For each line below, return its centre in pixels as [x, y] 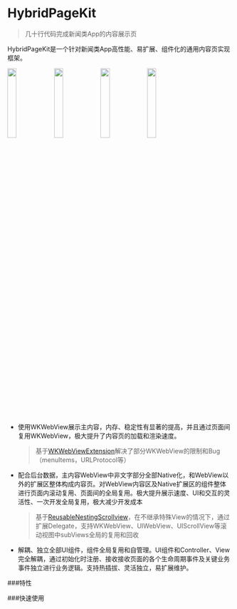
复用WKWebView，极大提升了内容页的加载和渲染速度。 [99, 436]
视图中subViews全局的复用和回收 [90, 534]
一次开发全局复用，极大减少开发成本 [90, 501]
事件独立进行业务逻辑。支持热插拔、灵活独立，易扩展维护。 [105, 568]
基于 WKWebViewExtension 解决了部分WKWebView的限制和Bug [128, 451]
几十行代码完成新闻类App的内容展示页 [81, 34]
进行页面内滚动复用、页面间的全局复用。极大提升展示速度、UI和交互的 [121, 493]
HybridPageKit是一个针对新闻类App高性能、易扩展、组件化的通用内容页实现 [119, 48]
